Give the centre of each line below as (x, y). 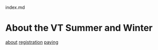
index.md (15, 7)
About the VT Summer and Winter (79, 28)
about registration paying (32, 42)
